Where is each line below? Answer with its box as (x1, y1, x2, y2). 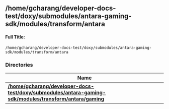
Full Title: (5, 34, 25, 40)
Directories (5, 61, 33, 68)
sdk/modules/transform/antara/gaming (8, 95, 105, 102)
